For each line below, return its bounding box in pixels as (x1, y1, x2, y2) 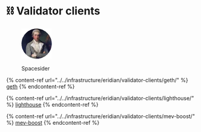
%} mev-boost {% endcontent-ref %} (6, 119, 100, 126)
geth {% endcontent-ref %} (6, 83, 75, 90)
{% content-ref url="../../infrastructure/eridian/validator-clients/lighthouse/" (6, 94, 194, 102)
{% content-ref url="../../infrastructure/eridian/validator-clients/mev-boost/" (6, 112, 196, 120)
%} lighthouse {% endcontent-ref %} (6, 101, 99, 108)
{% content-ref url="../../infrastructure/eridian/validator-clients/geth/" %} (6, 76, 189, 84)
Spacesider (21, 64, 50, 72)
